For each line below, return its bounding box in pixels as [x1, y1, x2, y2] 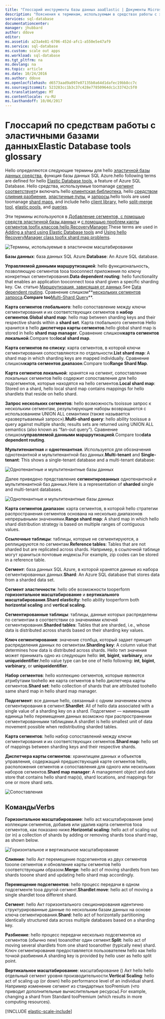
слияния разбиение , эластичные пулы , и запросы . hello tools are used [5, 194, 150, 200]
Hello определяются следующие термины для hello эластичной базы [5, 168, 150, 174]
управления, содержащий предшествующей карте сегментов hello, [5, 758, 148, 765]
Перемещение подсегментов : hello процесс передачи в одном [5, 881, 140, 887]
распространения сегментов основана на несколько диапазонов [5, 511, 142, 517]
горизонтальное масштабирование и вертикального [5, 592, 119, 598]
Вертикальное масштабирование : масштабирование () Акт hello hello [5, 967, 154, 973]
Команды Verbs [5, 803, 55, 811]
